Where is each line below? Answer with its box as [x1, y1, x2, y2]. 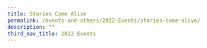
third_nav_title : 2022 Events [7, 30, 97, 37]
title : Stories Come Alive [7, 10, 87, 18]
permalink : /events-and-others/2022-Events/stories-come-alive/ [7, 17, 201, 24]
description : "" [7, 23, 55, 30]
